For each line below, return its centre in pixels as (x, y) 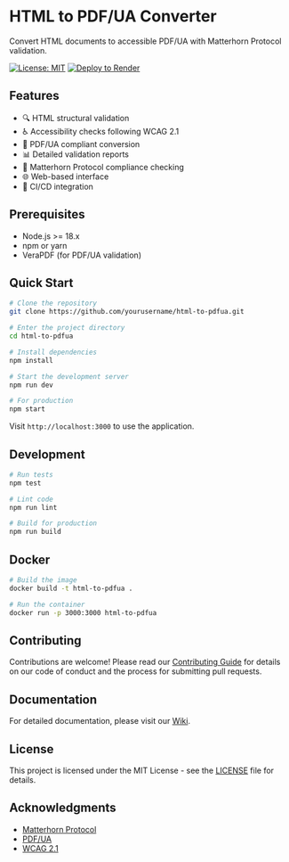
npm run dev (31, 385)
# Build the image (43, 580)
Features (34, 96)
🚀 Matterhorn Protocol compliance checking (103, 167)
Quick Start (41, 283)
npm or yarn (44, 245)
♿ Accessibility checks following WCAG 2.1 (100, 131)
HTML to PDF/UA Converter (113, 16)
